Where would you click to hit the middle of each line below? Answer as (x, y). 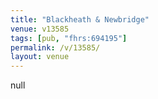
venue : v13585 (40, 29)
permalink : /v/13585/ (55, 47)
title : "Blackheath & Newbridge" (80, 19)
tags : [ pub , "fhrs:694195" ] (69, 38)
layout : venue (40, 57)
